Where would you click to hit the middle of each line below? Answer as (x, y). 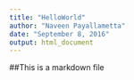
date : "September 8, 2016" (59, 34)
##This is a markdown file (57, 68)
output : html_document (51, 42)
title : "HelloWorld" (48, 17)
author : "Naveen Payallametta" (67, 26)
